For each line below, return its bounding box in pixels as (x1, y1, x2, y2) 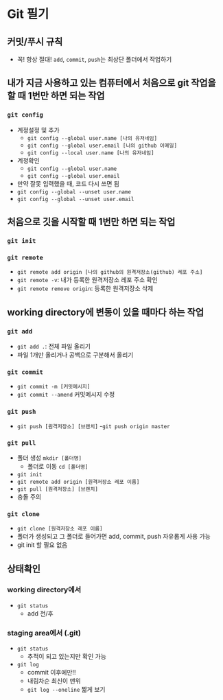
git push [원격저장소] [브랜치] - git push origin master (16, 421, 170, 430)
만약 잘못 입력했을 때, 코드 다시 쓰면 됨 (16, 179, 120, 187)
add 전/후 (27, 609, 54, 618)
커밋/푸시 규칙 (7, 36, 63, 47)
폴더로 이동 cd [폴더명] (27, 462, 89, 470)
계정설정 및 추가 (16, 126, 60, 134)
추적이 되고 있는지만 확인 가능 (27, 653, 106, 661)
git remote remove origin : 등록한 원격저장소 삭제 (16, 284, 154, 292)
